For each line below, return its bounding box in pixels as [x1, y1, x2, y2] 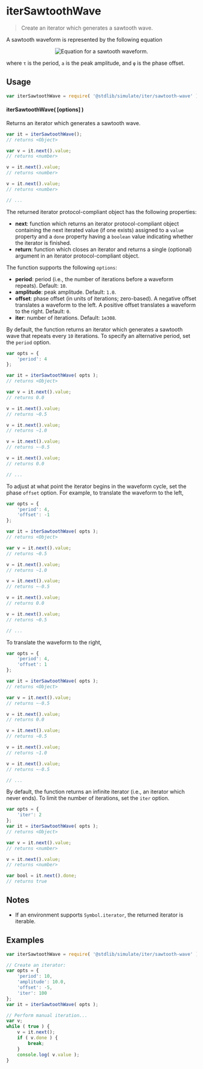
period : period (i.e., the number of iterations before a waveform [14, 275, 173, 282]
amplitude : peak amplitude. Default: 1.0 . [14, 288, 117, 296]
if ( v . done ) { [17, 1035, 59, 1041]
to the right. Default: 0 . [14, 307, 71, 315]
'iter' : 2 [17, 812, 42, 818]
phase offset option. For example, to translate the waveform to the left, [6, 489, 184, 496]
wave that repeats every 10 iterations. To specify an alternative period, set [6, 332, 190, 339]
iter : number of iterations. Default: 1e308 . [14, 314, 117, 321]
